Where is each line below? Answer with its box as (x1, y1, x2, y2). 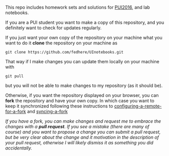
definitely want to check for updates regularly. (5, 25, 102, 31)
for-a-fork (5, 109, 26, 114)
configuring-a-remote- (114, 103, 162, 109)
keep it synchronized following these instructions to (5, 103, 113, 109)
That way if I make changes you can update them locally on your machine (5, 59, 160, 65)
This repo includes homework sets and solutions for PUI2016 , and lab (5, 5, 150, 10)
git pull (5, 74, 24, 79)
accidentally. (5, 145, 32, 151)
